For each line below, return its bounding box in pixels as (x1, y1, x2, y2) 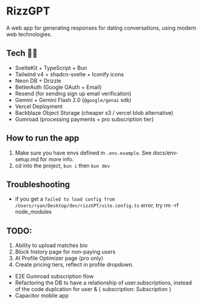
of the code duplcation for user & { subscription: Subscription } (14, 286, 172, 293)
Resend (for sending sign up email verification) (14, 89, 131, 97)
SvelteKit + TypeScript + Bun (14, 64, 87, 71)
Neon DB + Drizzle (14, 77, 62, 84)
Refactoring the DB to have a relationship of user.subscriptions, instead (14, 279, 192, 286)
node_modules (14, 208, 52, 216)
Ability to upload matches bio (14, 242, 88, 249)
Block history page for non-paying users (14, 248, 116, 255)
